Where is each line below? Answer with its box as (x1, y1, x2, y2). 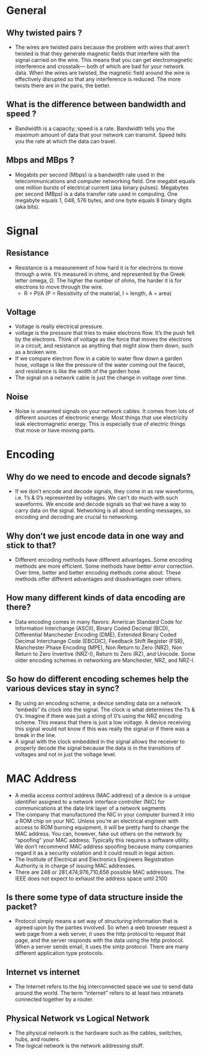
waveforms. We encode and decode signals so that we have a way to (14, 500, 187, 508)
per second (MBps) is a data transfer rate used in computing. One (14, 190, 178, 198)
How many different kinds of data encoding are (6, 593, 186, 603)
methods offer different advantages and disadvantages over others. (14, 576, 183, 583)
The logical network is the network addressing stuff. (14, 1042, 144, 1050)
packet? (6, 901, 37, 912)
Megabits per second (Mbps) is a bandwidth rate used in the (14, 171, 165, 178)
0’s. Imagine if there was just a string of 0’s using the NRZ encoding (14, 712, 182, 720)
